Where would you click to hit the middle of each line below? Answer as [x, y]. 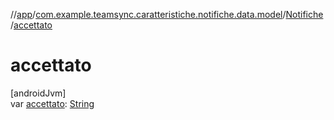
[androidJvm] [38, 93]
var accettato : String [52, 103]
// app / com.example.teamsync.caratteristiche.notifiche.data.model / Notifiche [167, 14]
